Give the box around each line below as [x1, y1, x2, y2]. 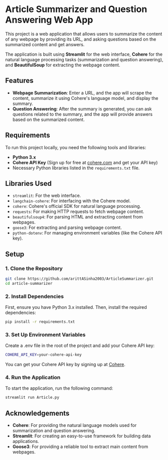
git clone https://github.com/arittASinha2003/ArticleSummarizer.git [5, 276, 154, 282]
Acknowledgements [5, 409, 70, 417]
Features [5, 76, 34, 85]
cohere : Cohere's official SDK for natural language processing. [12, 203, 141, 209]
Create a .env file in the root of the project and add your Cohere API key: [5, 342, 155, 349]
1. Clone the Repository [5, 265, 63, 272]
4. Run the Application [5, 374, 61, 381]
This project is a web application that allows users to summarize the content [5, 31, 162, 37]
